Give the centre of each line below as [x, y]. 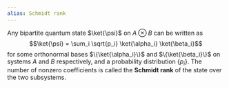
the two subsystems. [37, 77]
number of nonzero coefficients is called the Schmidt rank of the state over [114, 70]
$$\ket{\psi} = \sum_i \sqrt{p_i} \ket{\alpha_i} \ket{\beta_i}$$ [116, 43]
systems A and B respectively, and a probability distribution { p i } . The [104, 62]
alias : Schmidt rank [37, 13]
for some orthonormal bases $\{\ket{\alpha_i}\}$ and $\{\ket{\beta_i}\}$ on [114, 54]
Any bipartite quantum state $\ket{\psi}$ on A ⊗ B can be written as [105, 33]
